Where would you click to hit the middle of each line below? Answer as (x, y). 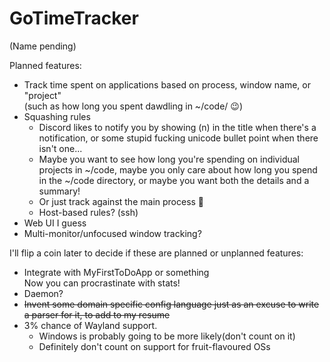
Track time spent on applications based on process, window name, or (167, 84)
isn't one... (60, 148)
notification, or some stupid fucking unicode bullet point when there (178, 138)
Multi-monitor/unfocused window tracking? (112, 233)
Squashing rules (57, 116)
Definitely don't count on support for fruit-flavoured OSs (154, 346)
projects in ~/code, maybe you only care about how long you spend (178, 169)
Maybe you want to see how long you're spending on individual (169, 159)
